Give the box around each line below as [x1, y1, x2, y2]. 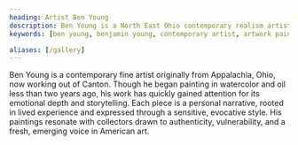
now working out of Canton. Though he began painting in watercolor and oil [9, 79, 286, 89]
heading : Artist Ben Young [9, 12, 109, 22]
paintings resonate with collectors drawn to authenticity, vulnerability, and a [9, 117, 286, 127]
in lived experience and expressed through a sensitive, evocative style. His [9, 107, 282, 118]
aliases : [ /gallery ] [9, 45, 86, 54]
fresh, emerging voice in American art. [9, 126, 150, 137]
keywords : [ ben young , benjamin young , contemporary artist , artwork [9, 29, 272, 38]
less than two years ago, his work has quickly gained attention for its [9, 88, 260, 99]
